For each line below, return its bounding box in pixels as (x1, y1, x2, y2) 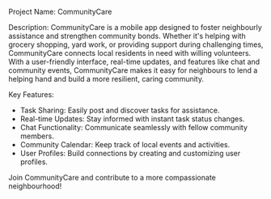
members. (19, 131, 54, 141)
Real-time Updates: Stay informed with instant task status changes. (19, 114, 245, 124)
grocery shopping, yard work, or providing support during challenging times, (8, 40, 264, 49)
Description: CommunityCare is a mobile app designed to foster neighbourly (8, 23, 263, 32)
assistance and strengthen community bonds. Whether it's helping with (8, 32, 247, 40)
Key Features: (8, 90, 54, 99)
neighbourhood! (8, 181, 62, 191)
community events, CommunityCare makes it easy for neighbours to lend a (8, 66, 258, 75)
